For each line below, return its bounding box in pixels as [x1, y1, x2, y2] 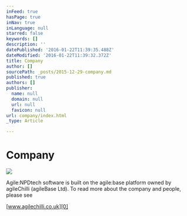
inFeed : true [6, 8, 38, 15]
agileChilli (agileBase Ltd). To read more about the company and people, [6, 185, 181, 192]
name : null [11, 91, 38, 97]
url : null [11, 101, 35, 108]
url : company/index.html [6, 112, 67, 118]
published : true [6, 74, 46, 80]
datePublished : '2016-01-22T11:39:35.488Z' [6, 47, 115, 53]
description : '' [6, 42, 46, 48]
